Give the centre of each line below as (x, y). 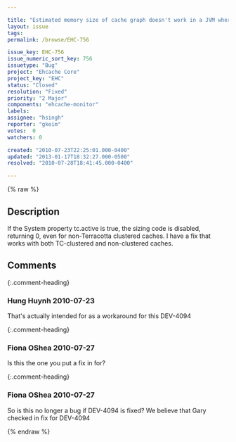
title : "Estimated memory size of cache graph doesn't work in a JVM (111, 20)
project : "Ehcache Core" (44, 72)
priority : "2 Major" (38, 98)
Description (33, 211)
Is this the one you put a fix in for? (57, 363)
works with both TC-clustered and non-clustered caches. (90, 243)
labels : (19, 111)
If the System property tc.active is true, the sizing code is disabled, (104, 228)
